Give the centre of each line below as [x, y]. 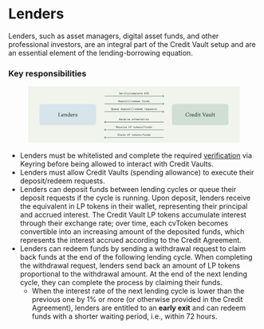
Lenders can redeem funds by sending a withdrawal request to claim [132, 249]
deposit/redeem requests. [62, 181]
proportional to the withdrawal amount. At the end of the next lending [133, 274]
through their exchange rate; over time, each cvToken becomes [124, 223]
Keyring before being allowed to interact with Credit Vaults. [116, 164]
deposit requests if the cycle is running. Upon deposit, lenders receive [135, 198]
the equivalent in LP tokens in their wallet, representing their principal [134, 206]
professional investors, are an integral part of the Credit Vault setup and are [132, 44]
